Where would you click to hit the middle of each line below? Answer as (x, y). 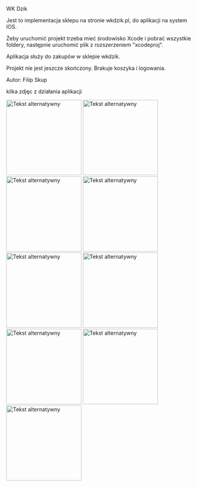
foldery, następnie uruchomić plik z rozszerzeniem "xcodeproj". (85, 45)
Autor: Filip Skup (27, 80)
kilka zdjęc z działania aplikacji (44, 92)
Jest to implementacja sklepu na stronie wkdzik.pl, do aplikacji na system (97, 20)
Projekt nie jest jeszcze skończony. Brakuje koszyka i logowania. (86, 68)
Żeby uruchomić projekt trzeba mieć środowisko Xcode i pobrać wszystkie (98, 38)
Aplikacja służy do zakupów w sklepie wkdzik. (63, 56)
